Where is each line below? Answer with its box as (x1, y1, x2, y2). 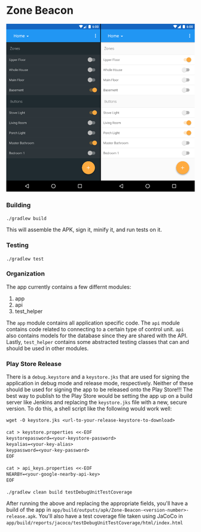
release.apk (6, 513, 36, 520)
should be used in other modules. (6, 344, 89, 352)
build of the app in (6, 506, 51, 513)
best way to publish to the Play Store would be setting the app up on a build (6, 392, 193, 400)
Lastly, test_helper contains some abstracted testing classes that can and (6, 338, 190, 345)
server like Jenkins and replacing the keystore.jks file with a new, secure (6, 399, 187, 406)
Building (6, 201, 31, 209)
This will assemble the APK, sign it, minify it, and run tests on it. (6, 226, 163, 234)
